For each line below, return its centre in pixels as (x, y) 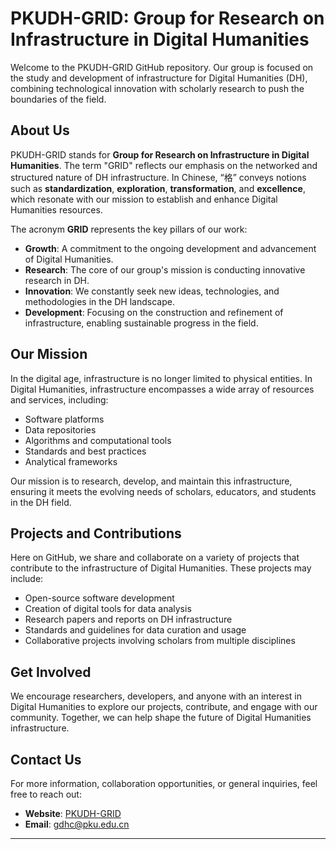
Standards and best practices (85, 451)
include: (27, 579)
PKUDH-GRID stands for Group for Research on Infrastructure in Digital (160, 154)
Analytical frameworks (71, 461)
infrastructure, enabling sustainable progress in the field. (141, 323)
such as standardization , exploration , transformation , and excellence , (158, 188)
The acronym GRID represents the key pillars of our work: (129, 229)
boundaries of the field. (58, 99)
